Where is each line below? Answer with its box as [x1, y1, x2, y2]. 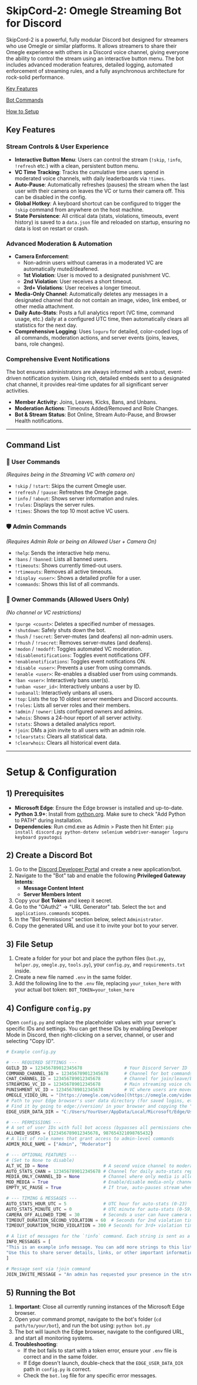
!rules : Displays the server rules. [14, 501, 95, 508]
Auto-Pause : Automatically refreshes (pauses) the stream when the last [14, 181, 189, 188]
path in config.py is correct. [23, 1366, 91, 1373]
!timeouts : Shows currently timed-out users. [14, 562, 123, 569]
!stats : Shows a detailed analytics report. [14, 720, 116, 728]
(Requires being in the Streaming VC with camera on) [6, 471, 135, 478]
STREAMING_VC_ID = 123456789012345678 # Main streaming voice [6, 1081, 182, 1087]
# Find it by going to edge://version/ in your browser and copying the [6, 1103, 188, 1109]
